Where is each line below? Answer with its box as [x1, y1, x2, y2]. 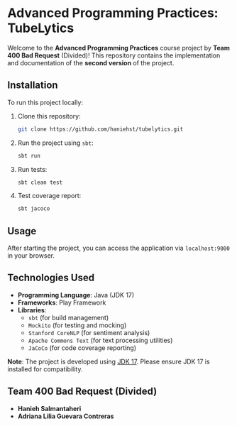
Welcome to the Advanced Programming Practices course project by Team [7, 43, 231, 52]
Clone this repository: [17, 111, 81, 120]
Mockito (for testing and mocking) [28, 321, 127, 329]
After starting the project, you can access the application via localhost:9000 [7, 244, 231, 253]
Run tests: [17, 165, 48, 173]
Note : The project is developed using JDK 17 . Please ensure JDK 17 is [7, 357, 211, 366]
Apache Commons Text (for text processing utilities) [28, 336, 173, 344]
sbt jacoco [17, 205, 50, 212]
